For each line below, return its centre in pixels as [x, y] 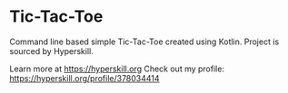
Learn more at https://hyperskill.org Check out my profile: [117, 69]
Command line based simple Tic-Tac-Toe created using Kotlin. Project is [144, 42]
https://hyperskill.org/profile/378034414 [85, 78]
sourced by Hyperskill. [51, 51]
